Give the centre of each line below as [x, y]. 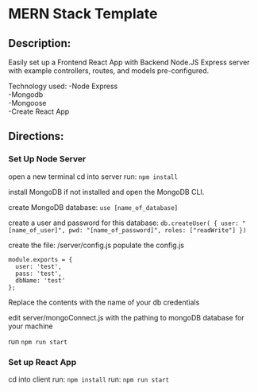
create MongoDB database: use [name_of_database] [93, 207]
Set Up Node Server [47, 159]
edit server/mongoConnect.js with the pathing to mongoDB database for [126, 317]
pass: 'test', [39, 274]
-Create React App [39, 111]
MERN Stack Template [83, 14]
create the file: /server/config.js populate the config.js [96, 245]
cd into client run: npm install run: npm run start [89, 379]
